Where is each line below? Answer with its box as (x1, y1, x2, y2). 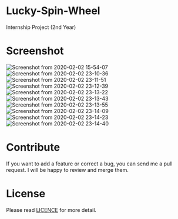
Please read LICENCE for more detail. (6, 206, 97, 213)
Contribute (6, 141, 61, 154)
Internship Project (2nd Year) (6, 24, 76, 31)
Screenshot (6, 44, 64, 58)
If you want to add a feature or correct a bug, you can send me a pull (6, 160, 173, 167)
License (6, 187, 46, 200)
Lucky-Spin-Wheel (6, 4, 100, 18)
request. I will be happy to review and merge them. (6, 166, 129, 173)
